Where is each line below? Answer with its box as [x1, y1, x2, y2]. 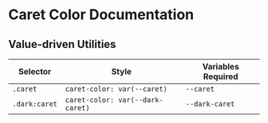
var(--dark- [118, 96, 164, 105]
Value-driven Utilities [8, 38, 116, 51]
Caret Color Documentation [8, 6, 194, 24]
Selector [18, 66, 52, 77]
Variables [202, 61, 239, 72]
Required [203, 71, 238, 81]
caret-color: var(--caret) [65, 85, 167, 93]
